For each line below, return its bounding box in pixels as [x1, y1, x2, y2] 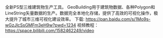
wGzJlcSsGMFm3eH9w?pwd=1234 [5, 22, 77, 28]
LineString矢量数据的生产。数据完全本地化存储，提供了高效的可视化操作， [5, 10, 154, 16]
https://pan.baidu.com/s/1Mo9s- [85, 16, 151, 22]
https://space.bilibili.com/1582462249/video [5, 28, 94, 33]
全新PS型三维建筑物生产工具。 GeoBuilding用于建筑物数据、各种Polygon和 [5, 4, 155, 10]
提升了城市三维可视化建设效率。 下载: [9, 16, 84, 22]
